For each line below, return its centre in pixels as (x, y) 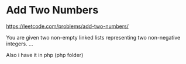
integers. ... (20, 44)
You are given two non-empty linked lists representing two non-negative (93, 37)
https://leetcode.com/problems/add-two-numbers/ (67, 26)
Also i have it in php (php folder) (45, 55)
